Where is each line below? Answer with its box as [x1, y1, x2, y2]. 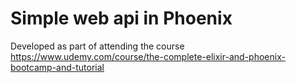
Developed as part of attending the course [10, 40, 185, 52]
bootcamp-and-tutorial [10, 61, 105, 73]
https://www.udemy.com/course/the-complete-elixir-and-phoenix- [10, 50, 286, 62]
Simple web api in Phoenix [10, 7, 233, 30]
